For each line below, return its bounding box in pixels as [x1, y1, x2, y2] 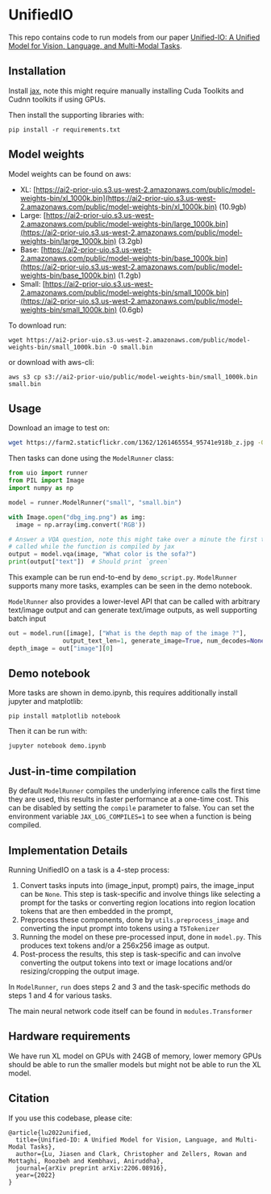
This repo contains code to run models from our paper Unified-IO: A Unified [8, 32, 261, 42]
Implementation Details [8, 844, 128, 857]
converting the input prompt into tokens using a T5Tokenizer [19, 923, 220, 933]
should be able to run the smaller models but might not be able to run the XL [8, 1059, 262, 1069]
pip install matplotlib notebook [8, 712, 121, 720]
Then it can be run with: [8, 727, 87, 736]
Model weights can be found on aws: [8, 169, 131, 178]
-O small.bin [109, 343, 153, 351]
